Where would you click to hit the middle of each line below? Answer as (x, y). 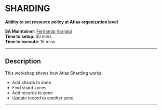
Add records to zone (32, 93)
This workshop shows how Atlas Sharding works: (54, 73)
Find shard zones (29, 87)
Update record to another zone (43, 98)
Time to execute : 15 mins (30, 41)
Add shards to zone (32, 82)
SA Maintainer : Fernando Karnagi (39, 31)
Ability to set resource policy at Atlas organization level (61, 22)
